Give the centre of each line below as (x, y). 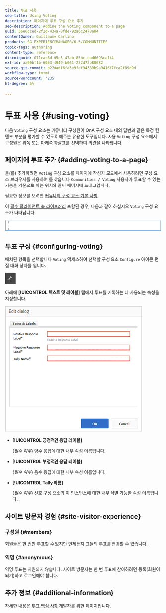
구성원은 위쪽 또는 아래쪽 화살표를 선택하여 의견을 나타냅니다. (64, 143)
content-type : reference (31, 52)
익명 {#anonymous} (29, 557)
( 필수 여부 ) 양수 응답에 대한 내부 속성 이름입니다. (59, 451)
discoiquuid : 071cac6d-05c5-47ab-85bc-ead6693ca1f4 (59, 58)
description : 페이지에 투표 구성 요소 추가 (44, 21)
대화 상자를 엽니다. (28, 266)
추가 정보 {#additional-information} (59, 593)
